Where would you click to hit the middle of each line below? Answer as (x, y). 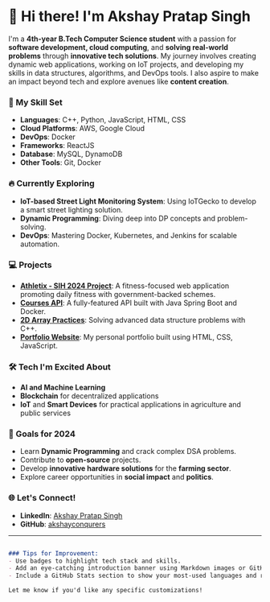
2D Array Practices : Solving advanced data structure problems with (133, 320)
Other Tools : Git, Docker (61, 163)
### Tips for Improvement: (53, 553)
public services (45, 413)
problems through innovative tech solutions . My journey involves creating (132, 56)
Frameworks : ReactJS (57, 146)
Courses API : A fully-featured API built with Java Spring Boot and (128, 303)
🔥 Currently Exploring (51, 183)
